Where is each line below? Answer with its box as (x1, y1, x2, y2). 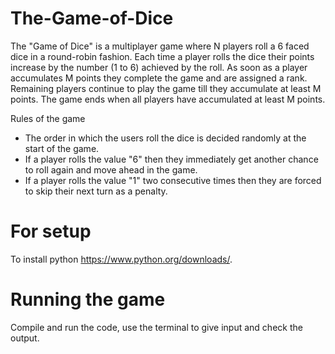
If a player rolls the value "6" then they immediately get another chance (24, 153, 319, 165)
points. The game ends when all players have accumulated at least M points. (10, 93, 326, 105)
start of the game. (24, 142, 100, 154)
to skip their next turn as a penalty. (24, 185, 168, 197)
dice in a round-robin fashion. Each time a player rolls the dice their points (10, 50, 315, 62)
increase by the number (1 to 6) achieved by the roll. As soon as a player (10, 61, 308, 73)
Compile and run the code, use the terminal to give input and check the (10, 321, 303, 333)
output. (10, 332, 40, 344)
